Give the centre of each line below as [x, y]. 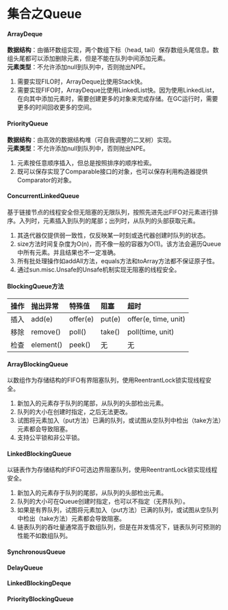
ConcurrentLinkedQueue [43, 196]
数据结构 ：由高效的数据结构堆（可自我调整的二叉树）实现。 [91, 139]
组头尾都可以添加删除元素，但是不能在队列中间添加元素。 [88, 58]
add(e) [42, 319]
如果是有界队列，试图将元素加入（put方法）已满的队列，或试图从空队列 [118, 510]
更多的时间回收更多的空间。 [56, 108]
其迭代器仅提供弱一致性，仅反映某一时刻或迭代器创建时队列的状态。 [113, 235]
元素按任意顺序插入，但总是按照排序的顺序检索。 [86, 162]
